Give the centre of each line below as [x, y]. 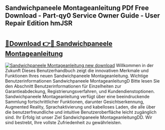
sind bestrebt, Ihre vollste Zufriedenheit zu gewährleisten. [63, 122]
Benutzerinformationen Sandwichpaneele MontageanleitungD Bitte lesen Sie [82, 81]
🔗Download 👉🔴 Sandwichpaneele [59, 43]
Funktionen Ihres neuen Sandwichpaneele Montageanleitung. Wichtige [77, 76]
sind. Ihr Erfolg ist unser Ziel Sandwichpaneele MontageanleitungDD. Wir [79, 117]
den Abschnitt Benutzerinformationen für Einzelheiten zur [63, 86]
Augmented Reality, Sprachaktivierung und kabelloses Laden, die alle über [80, 107]
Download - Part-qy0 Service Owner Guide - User [82, 16]
